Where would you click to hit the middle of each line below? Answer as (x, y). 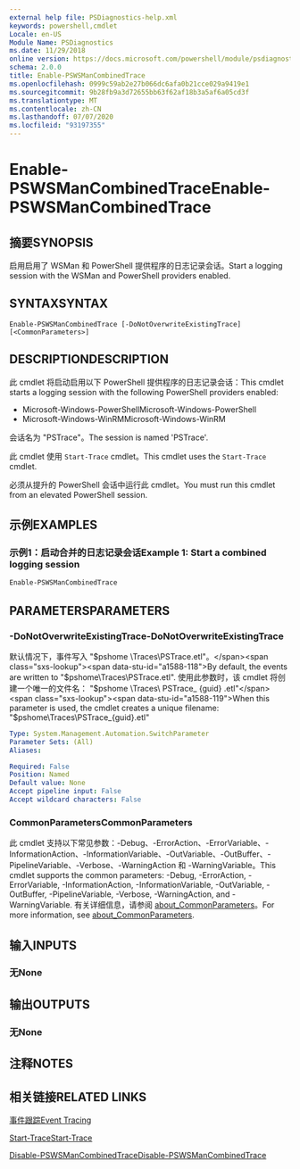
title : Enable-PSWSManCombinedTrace (77, 76)
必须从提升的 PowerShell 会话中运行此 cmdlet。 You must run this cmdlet (142, 485)
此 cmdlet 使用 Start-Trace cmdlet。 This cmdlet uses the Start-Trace (138, 456)
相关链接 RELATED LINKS (78, 1097)
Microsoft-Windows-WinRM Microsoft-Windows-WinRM (124, 419)
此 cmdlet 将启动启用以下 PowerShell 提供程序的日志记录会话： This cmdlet (146, 382)
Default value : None (48, 783)
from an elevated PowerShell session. (79, 494)
